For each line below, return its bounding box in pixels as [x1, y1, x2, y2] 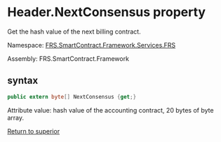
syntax [7, 75, 39, 87]
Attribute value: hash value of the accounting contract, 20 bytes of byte [7, 106, 214, 114]
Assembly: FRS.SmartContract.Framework [7, 54, 130, 63]
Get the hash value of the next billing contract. [7, 27, 142, 36]
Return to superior [7, 127, 60, 135]
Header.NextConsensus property [7, 4, 206, 20]
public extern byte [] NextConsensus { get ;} [7, 93, 137, 100]
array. [7, 113, 25, 122]
